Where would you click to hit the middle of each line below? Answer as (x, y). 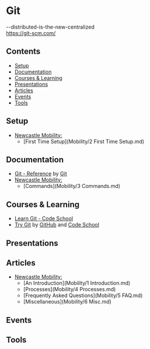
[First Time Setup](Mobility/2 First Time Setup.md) (84, 141)
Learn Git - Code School (44, 219)
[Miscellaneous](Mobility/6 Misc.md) (67, 302)
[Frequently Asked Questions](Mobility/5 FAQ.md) (83, 295)
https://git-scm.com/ (31, 33)
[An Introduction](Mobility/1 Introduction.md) (77, 283)
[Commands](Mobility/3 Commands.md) (72, 186)
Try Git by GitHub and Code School (57, 225)
